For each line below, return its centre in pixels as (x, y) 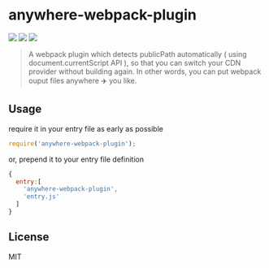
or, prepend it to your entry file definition (76, 159)
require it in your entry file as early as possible (86, 128)
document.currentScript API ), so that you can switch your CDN (134, 63)
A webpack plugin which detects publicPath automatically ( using (137, 54)
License (29, 237)
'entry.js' (41, 197)
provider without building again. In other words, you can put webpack (145, 71)
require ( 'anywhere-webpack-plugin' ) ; (72, 144)
